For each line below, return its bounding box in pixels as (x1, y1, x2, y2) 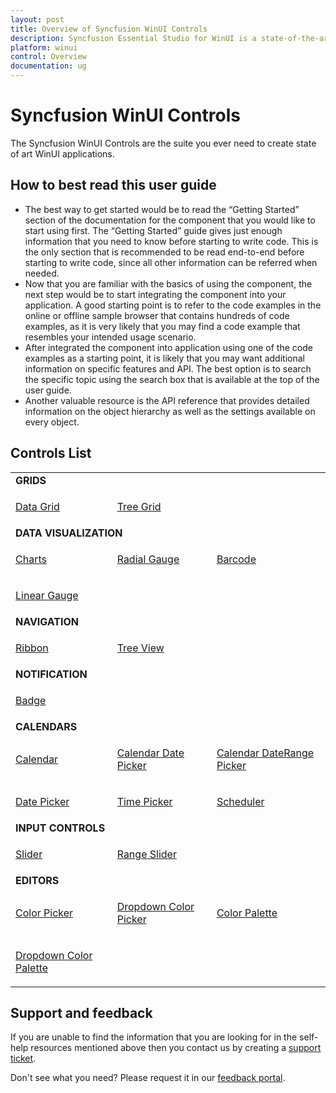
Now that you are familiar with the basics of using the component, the (24, 277, 313, 290)
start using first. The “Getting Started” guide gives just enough (24, 224, 283, 236)
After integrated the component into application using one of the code (24, 341, 313, 353)
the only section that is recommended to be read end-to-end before (24, 246, 305, 258)
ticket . (10, 1052, 37, 1065)
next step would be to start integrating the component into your (24, 288, 287, 300)
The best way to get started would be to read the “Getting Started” (24, 203, 300, 215)
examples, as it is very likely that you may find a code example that (24, 320, 301, 332)
